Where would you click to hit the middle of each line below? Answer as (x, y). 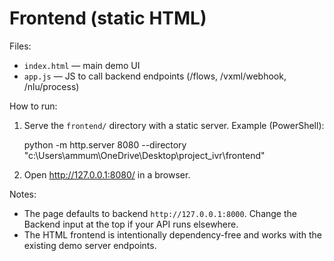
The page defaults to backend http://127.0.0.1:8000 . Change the (160, 213)
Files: (20, 46)
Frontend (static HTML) (108, 18)
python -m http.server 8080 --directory (105, 144)
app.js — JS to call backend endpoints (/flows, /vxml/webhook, (155, 76)
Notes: (23, 194)
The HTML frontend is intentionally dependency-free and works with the (172, 234)
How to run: (33, 106)
